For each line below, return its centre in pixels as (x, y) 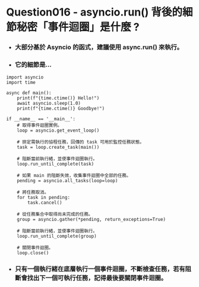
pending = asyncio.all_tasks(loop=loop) (67, 181)
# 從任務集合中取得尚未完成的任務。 (55, 214)
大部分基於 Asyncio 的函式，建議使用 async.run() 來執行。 (99, 47)
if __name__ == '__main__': (41, 119)
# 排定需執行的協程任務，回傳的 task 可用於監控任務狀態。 (80, 142)
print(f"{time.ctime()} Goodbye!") (61, 109)
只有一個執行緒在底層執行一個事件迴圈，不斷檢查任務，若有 (100, 269)
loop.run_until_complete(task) (56, 164)
